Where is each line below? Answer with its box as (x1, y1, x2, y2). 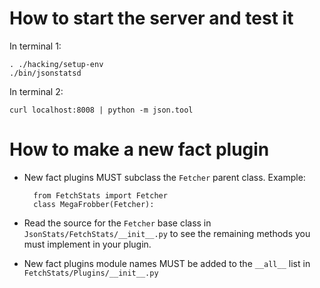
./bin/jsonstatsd (9, 68, 82, 78)
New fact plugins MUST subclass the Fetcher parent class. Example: (23, 171, 306, 183)
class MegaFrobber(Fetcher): (33, 199, 155, 209)
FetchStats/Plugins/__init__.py (23, 268, 159, 278)
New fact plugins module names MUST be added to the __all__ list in (23, 257, 311, 269)
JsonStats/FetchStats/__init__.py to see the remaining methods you (23, 227, 311, 239)
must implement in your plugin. (23, 238, 152, 250)
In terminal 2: (9, 85, 64, 97)
